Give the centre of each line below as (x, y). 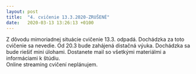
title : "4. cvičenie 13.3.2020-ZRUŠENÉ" (58, 17)
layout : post (22, 12)
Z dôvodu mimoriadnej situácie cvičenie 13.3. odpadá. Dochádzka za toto (95, 40)
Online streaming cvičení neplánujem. (52, 65)
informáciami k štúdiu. (33, 58)
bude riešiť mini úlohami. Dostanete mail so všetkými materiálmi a (86, 52)
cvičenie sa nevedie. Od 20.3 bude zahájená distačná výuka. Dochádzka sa (98, 46)
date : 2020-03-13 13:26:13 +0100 (50, 22)
